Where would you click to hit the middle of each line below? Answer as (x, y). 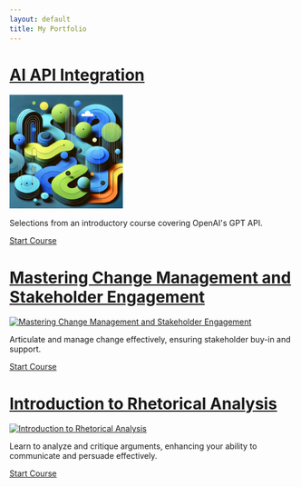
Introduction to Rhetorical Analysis (144, 403)
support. (25, 349)
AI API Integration (77, 75)
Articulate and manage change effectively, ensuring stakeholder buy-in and (150, 340)
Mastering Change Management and (150, 278)
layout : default (40, 19)
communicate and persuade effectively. (83, 456)
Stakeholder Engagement (107, 297)
